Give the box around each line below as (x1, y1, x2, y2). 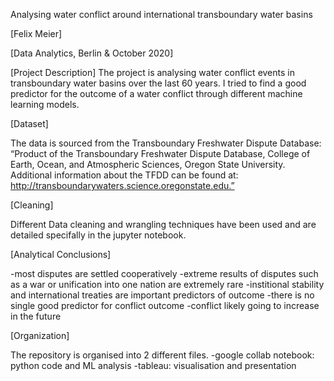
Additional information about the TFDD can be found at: (10, 169, 239, 181)
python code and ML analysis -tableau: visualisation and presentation (10, 360, 297, 371)
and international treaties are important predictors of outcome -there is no (10, 289, 315, 301)
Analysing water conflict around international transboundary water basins (10, 9, 313, 20)
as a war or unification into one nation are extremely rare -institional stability (10, 279, 325, 290)
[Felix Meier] (10, 28, 63, 39)
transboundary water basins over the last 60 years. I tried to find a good (10, 77, 307, 89)
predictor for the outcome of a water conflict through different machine (10, 88, 303, 99)
